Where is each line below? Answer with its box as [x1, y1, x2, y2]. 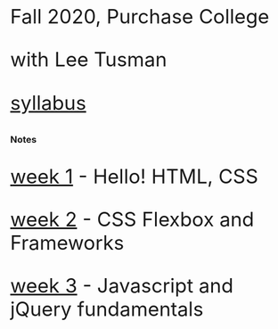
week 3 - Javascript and [10, 274, 234, 298]
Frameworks [10, 230, 125, 255]
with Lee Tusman [10, 47, 168, 72]
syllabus [10, 90, 87, 115]
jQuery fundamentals [10, 297, 204, 322]
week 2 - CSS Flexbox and [10, 207, 255, 232]
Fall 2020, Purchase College [10, 4, 270, 29]
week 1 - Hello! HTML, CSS [10, 163, 258, 188]
